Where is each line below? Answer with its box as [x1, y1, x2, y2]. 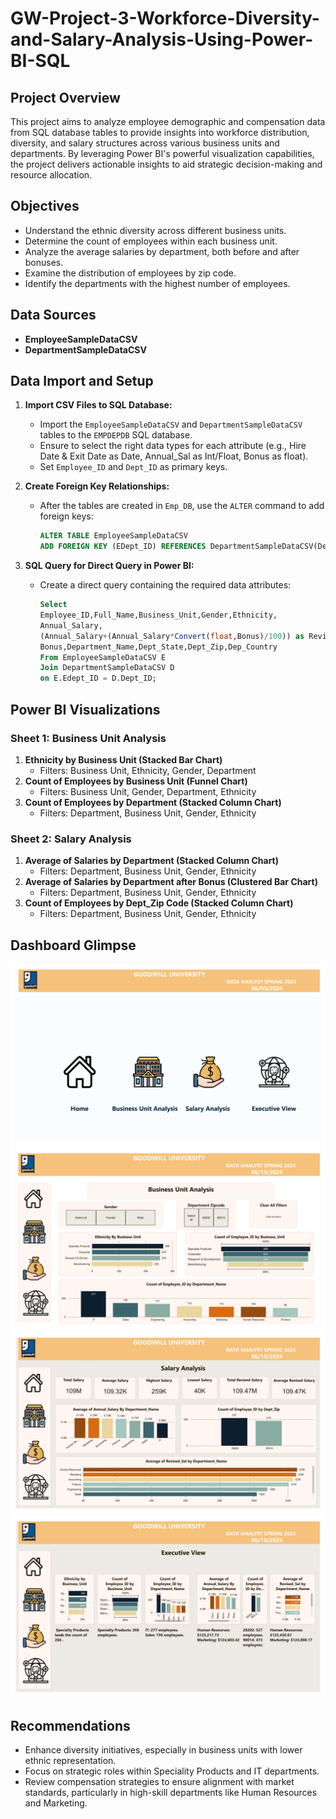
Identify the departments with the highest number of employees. [24, 277, 291, 289]
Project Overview [10, 89, 121, 106]
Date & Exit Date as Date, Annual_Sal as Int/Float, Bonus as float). [39, 450, 309, 462]
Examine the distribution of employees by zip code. [24, 267, 237, 279]
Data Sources [10, 307, 97, 324]
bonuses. [24, 256, 64, 268]
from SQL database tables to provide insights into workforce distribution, [10, 127, 310, 138]
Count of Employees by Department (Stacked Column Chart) [24, 796, 282, 808]
